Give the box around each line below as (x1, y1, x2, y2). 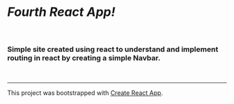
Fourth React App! (7, 4, 116, 20)
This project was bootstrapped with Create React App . (7, 89, 164, 97)
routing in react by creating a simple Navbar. (7, 53, 161, 62)
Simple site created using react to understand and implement (7, 44, 219, 54)
